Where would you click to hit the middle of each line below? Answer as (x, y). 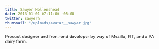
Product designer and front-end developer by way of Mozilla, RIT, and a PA (80, 37)
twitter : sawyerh (22, 18)
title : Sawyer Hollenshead (32, 9)
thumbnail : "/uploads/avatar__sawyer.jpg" (48, 23)
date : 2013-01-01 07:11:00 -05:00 (40, 14)
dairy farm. (16, 42)
